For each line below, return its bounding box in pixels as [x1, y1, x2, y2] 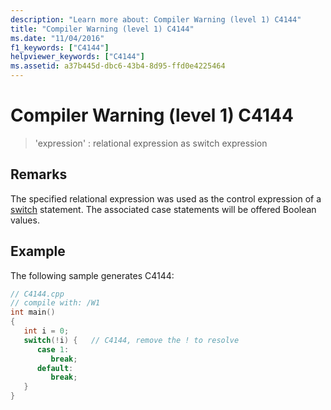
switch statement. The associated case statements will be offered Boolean [10, 203, 317, 215]
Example [10, 243, 66, 260]
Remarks [10, 166, 68, 183]
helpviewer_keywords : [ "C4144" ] [10, 52, 145, 62]
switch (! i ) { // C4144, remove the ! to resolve [23, 335, 240, 345]
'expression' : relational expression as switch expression [34, 137, 268, 149]
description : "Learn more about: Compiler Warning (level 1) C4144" [10, 14, 302, 25]
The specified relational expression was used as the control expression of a [10, 192, 322, 205]
